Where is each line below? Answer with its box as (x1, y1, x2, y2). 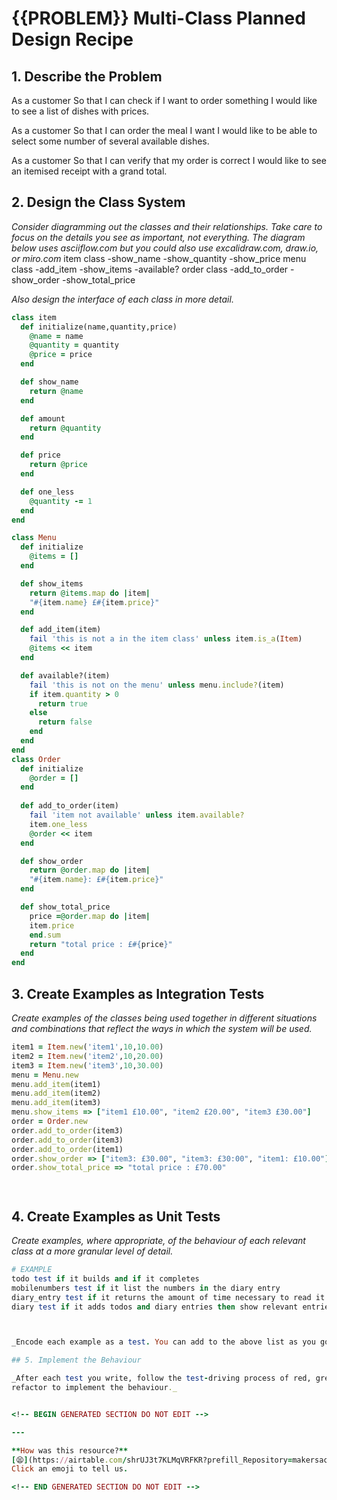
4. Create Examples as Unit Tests (11, 1208, 221, 1225)
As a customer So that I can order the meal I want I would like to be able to (11, 125, 318, 136)
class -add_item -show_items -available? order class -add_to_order (11, 263, 289, 275)
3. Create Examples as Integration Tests (11, 985, 265, 1002)
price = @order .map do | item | (29, 911, 151, 921)
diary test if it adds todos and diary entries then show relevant (11, 1302, 299, 1312)
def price (20, 450, 61, 461)
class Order (11, 754, 61, 764)
